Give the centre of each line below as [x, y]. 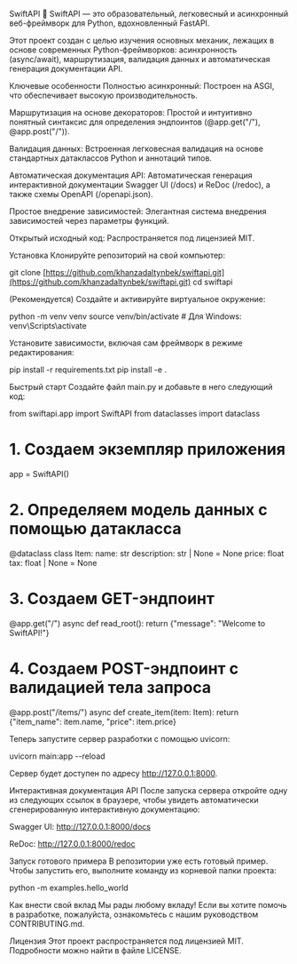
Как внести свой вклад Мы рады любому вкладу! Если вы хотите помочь [148, 904]
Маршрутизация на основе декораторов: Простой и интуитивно [131, 112]
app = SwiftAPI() [39, 474]
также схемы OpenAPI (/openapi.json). [81, 194]
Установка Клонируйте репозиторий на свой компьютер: [117, 255]
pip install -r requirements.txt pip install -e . [88, 370]
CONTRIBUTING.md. [47, 923]
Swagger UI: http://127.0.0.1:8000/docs [80, 826]
